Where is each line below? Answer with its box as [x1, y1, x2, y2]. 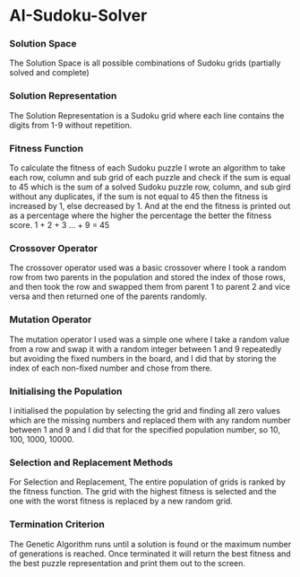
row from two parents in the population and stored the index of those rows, [9, 272, 287, 283]
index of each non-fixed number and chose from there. [9, 363, 213, 373]
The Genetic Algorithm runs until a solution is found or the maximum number [9, 538, 292, 549]
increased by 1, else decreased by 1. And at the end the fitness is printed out [9, 201, 291, 212]
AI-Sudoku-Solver [9, 5, 148, 26]
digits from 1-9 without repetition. [9, 119, 133, 130]
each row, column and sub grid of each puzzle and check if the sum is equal [9, 172, 291, 183]
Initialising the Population [9, 385, 123, 398]
